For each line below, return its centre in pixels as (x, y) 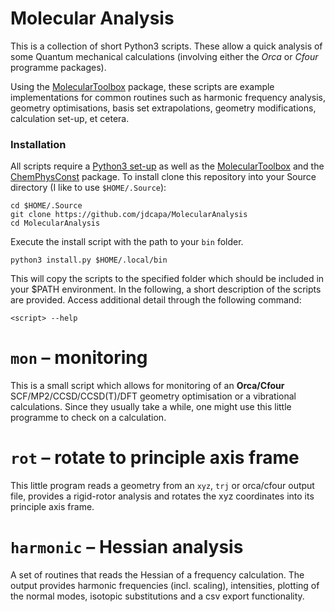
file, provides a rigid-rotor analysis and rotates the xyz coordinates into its (162, 496)
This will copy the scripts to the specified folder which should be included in (167, 279)
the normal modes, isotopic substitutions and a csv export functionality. (157, 596)
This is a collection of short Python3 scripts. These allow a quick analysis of (166, 46)
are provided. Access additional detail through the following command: (156, 300)
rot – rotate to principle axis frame (155, 458)
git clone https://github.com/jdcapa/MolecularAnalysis (129, 215)
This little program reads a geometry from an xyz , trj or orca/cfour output (162, 486)
